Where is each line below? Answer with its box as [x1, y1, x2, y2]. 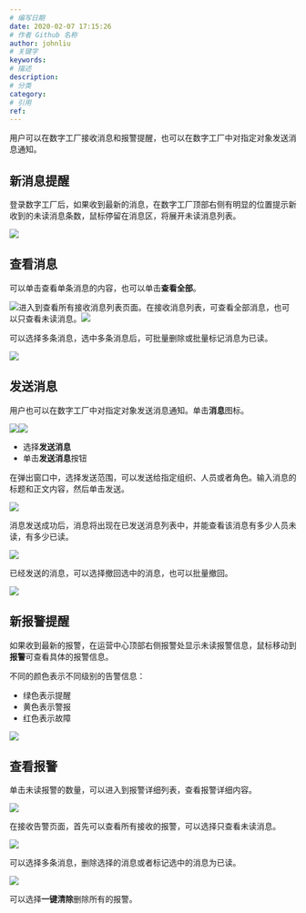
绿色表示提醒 [22, 689, 71, 701]
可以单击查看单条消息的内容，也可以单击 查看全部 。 [9, 282, 201, 293]
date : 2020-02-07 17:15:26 [9, 22, 112, 31]
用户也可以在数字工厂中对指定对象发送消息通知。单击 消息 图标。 [9, 404, 249, 415]
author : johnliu [9, 38, 71, 48]
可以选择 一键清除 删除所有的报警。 [9, 894, 138, 905]
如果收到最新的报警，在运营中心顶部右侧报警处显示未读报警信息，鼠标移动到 [9, 639, 297, 651]
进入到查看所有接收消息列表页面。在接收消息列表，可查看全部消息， [18, 301, 274, 312]
